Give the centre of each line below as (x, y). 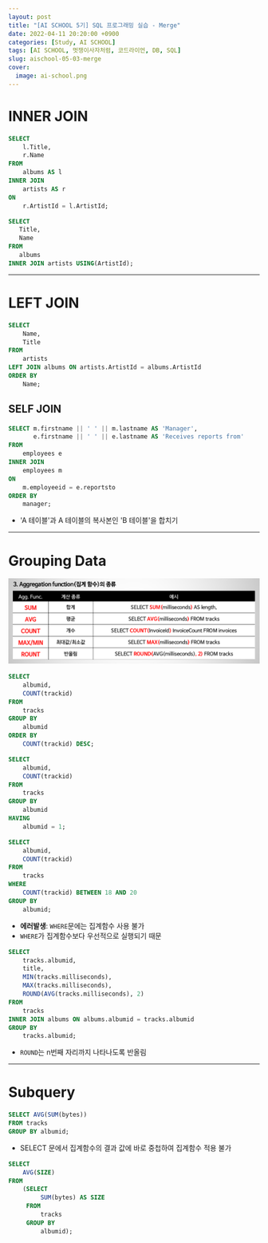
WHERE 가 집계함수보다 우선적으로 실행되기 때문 (91, 936)
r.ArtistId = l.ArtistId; (66, 206)
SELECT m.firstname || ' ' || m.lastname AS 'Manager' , (103, 428)
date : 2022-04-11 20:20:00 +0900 (64, 34)
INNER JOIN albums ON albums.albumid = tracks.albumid (101, 1019)
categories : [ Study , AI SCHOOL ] (62, 42)
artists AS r (44, 189)
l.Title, (37, 147)
